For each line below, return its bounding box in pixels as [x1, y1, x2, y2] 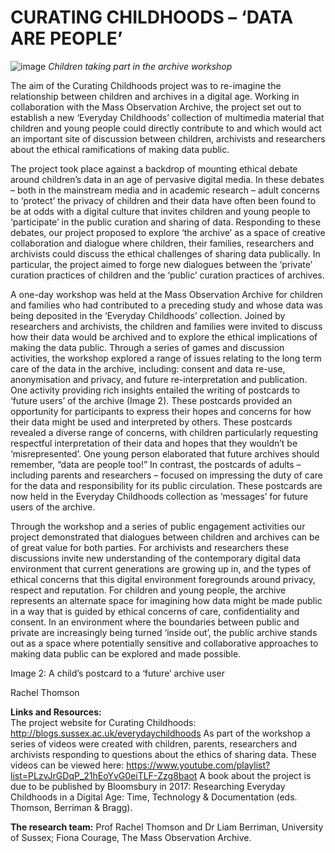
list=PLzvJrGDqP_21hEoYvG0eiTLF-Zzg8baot [10, 769, 198, 781]
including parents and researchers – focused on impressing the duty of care [10, 469, 323, 481]
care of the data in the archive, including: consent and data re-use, [10, 362, 286, 375]
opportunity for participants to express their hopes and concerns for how [10, 405, 312, 417]
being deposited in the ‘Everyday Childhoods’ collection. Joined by [10, 309, 286, 321]
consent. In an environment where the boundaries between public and [10, 616, 300, 628]
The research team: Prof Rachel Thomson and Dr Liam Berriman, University [10, 821, 324, 833]
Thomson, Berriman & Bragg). [10, 801, 133, 813]
